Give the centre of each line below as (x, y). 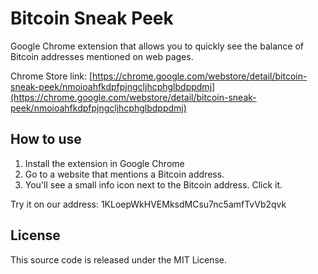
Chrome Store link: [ (51, 76)
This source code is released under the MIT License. (118, 259)
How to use (46, 139)
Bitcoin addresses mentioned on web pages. (102, 56)
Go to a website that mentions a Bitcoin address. (124, 174)
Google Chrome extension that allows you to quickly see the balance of (157, 46)
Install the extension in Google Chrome (104, 163)
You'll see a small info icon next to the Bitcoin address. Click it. (153, 184)
